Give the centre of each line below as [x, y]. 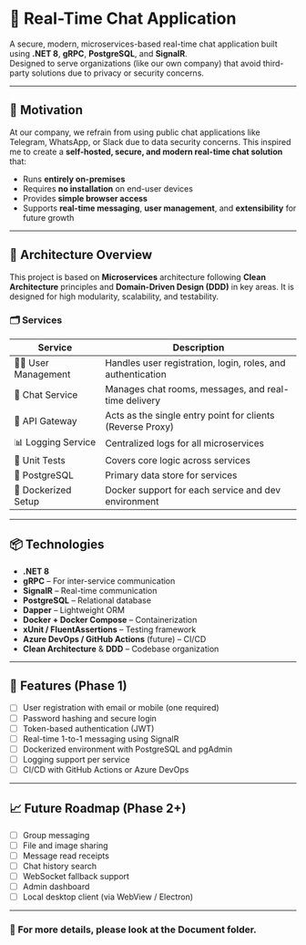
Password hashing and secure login [90, 718]
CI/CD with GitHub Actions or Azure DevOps [106, 769]
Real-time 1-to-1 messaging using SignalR [101, 739]
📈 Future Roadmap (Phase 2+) [98, 809]
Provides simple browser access [85, 198]
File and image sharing [65, 845]
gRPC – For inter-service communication [99, 581]
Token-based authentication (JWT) [88, 728]
